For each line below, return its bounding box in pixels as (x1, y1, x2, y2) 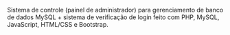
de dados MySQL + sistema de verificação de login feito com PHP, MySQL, (7, 13, 220, 21)
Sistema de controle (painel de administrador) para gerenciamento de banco (7, 6, 224, 14)
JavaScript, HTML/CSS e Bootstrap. (7, 21, 108, 28)
